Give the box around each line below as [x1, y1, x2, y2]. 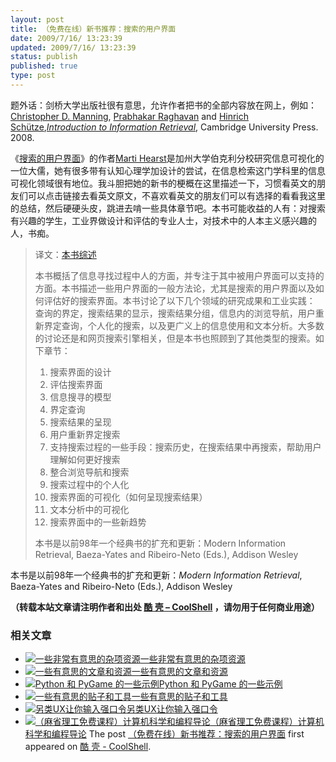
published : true [10, 61, 78, 71]
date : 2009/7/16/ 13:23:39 [10, 33, 123, 43]
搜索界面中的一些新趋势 [49, 516, 147, 528]
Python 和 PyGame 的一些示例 [158, 678, 283, 690]
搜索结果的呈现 [49, 416, 112, 428]
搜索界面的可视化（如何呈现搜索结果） [49, 491, 208, 503]
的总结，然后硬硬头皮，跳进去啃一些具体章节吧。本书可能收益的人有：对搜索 [10, 202, 326, 214]
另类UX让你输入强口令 [126, 703, 218, 715]
